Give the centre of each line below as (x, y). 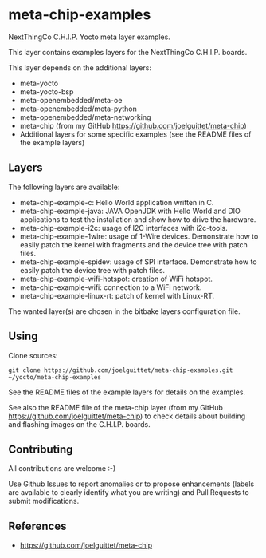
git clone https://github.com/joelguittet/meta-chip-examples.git (121, 370)
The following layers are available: (64, 187)
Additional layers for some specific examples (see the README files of (135, 134)
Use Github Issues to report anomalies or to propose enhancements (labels (131, 484)
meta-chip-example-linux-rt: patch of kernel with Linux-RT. (117, 295)
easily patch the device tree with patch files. (92, 270)
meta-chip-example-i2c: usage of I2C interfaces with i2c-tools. (124, 228)
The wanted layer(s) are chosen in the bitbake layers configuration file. (124, 311)
